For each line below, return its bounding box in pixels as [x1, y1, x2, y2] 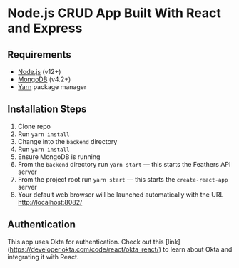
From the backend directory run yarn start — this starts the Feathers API [17, 160, 231, 168]
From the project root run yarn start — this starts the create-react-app [17, 175, 228, 183]
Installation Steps [7, 103, 87, 115]
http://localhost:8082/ [17, 197, 83, 206]
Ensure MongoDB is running [17, 152, 101, 161]
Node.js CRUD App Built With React [7, 5, 221, 21]
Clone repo [17, 122, 51, 130]
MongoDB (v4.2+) [17, 75, 71, 83]
